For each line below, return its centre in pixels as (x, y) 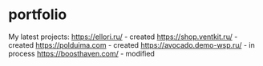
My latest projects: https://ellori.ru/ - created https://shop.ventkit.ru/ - (123, 37)
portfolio (38, 15)
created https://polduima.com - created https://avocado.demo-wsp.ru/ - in (131, 45)
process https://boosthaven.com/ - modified (81, 53)
